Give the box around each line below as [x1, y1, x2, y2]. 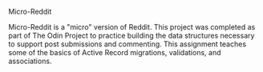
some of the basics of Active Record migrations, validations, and [8, 48, 221, 57]
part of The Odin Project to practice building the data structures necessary [8, 31, 255, 40]
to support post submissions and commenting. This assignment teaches [8, 39, 247, 49]
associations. [8, 56, 52, 66]
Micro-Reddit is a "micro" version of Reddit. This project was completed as [8, 22, 256, 31]
